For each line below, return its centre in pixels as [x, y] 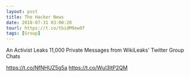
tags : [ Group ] [23, 34]
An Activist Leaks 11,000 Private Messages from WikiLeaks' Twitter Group [95, 50]
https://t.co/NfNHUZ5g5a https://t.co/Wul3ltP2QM [67, 68]
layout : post [22, 11]
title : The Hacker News [35, 17]
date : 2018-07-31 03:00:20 [39, 22]
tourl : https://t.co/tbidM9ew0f [45, 28]
